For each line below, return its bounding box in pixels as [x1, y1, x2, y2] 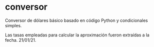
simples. [5, 22, 22, 28]
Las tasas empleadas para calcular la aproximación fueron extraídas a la [5, 32, 150, 38]
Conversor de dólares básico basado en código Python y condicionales [5, 17, 148, 23]
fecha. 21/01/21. [5, 37, 36, 43]
